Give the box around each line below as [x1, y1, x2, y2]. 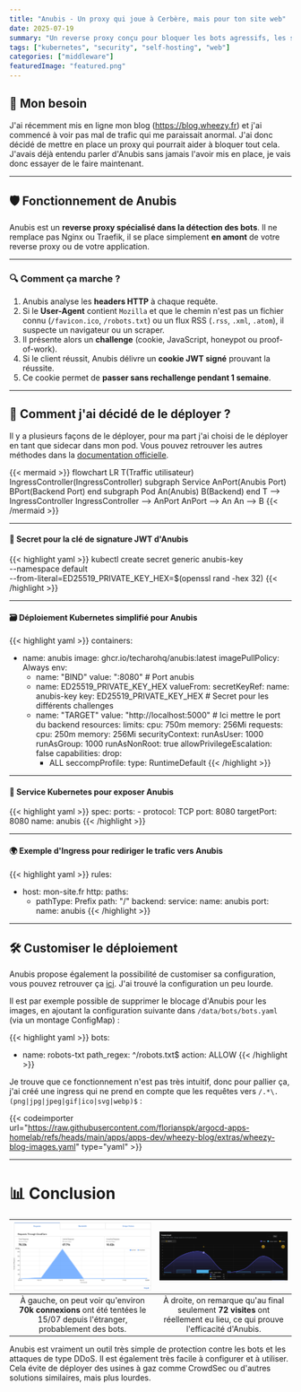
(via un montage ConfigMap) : [9, 1014, 120, 1026]
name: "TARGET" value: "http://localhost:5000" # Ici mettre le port [35, 709, 280, 721]
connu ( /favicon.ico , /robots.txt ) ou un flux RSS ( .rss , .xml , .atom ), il [21, 315, 285, 326]
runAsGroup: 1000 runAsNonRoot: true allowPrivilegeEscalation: [35, 738, 273, 749]
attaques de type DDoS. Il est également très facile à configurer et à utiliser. [9, 1353, 289, 1363]
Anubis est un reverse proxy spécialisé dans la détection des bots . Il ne [9, 222, 278, 232]
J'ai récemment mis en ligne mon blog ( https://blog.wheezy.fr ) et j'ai [9, 119, 262, 130]
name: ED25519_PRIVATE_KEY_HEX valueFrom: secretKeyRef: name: [35, 682, 289, 692]
